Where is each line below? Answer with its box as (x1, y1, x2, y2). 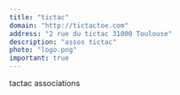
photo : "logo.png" (9, 46, 77, 55)
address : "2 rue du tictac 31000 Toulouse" (9, 29, 173, 38)
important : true (9, 54, 69, 62)
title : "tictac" (9, 12, 69, 22)
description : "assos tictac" (9, 37, 117, 47)
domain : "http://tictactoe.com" (9, 21, 129, 30)
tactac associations (9, 78, 81, 88)
